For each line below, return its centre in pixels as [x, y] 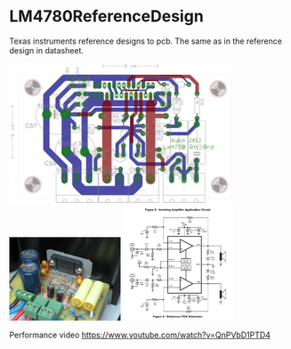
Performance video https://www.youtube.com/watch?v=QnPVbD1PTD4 [140, 335]
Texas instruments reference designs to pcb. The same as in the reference [146, 41]
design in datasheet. [47, 50]
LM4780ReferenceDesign [107, 16]
